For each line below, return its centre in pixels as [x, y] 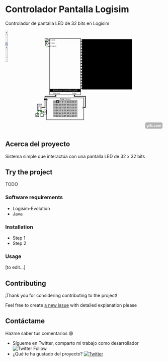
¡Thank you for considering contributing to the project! [61, 296]
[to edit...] [15, 267]
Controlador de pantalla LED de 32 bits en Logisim [57, 23]
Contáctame [25, 321]
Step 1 [19, 238]
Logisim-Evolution [31, 208]
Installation [19, 227]
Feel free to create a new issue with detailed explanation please [71, 305]
